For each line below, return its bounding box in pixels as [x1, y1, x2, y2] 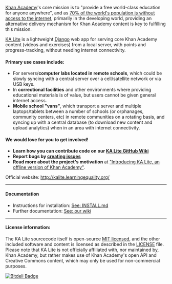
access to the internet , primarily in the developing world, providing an [5, 15, 152, 21]
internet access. [12, 98, 47, 104]
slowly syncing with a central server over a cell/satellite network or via [12, 75, 161, 82]
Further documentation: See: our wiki [12, 207, 91, 214]
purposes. [5, 263, 27, 269]
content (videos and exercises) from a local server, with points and [5, 42, 146, 48]
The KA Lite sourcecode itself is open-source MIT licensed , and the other [5, 236, 160, 242]
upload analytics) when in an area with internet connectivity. [12, 125, 140, 131]
